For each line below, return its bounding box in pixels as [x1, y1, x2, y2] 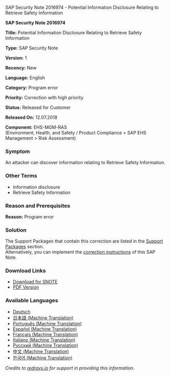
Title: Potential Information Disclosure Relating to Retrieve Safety [5, 30, 142, 35]
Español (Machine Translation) [12, 326, 77, 332]
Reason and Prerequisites [5, 202, 70, 209]
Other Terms [5, 172, 37, 180]
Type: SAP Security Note [5, 45, 58, 51]
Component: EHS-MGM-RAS [5, 124, 67, 130]
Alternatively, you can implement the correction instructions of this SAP [5, 249, 156, 255]
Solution [5, 226, 27, 233]
